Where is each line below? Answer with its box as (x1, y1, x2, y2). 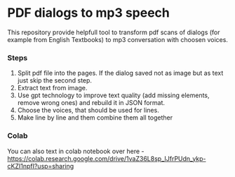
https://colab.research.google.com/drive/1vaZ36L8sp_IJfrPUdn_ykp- (7, 154, 206, 162)
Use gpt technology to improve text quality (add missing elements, (17, 91, 210, 99)
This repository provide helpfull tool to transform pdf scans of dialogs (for (7, 28, 220, 36)
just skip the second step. (17, 76, 93, 85)
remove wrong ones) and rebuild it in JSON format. (17, 99, 166, 107)
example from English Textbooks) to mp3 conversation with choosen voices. (7, 35, 228, 43)
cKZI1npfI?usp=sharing (7, 162, 74, 170)
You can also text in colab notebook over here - (7, 147, 145, 155)
